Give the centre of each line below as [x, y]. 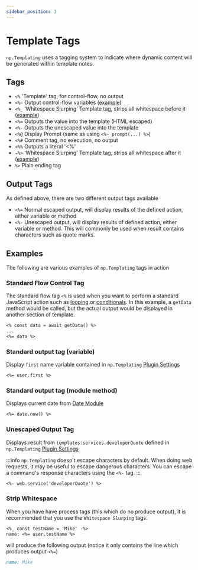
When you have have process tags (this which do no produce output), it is [96, 511]
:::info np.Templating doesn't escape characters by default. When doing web [99, 460]
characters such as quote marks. [55, 235]
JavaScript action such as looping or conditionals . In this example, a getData [99, 302]
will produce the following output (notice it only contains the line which [92, 545]
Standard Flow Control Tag [45, 283]
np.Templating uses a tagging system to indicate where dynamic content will [99, 57]
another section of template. [40, 315]
